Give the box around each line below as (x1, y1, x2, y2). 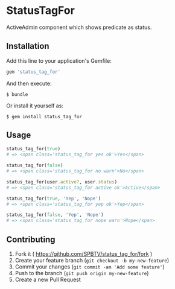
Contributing (6, 234, 56, 244)
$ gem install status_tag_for (6, 113, 83, 119)
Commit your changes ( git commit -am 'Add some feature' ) (14, 263, 165, 270)
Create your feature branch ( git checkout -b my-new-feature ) (14, 257, 170, 264)
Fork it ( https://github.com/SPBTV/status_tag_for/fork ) (14, 250, 153, 257)
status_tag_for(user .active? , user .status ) (6, 179, 118, 185)
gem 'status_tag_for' (6, 69, 61, 75)
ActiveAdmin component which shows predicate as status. (6, 24, 152, 31)
